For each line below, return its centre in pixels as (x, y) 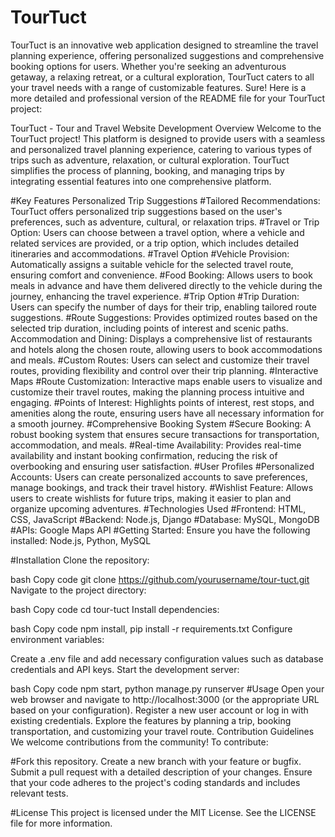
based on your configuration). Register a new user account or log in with (159, 710)
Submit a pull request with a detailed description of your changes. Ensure (161, 772)
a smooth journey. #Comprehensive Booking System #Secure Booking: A (161, 423)
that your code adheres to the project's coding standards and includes (155, 782)
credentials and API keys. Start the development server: (125, 669)
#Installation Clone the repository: (80, 560)
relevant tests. (39, 793)
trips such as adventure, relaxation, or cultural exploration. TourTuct (150, 160)
